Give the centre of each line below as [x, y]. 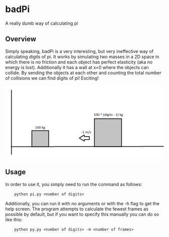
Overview [21, 39]
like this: [14, 219]
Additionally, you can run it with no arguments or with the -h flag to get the [82, 203]
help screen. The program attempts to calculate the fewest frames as [77, 209]
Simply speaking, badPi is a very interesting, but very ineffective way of [79, 51]
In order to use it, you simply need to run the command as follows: [74, 184]
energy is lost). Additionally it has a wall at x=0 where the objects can [77, 67]
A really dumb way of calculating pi [42, 23]
